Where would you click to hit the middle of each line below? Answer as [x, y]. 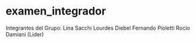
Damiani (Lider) [25, 34]
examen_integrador [56, 11]
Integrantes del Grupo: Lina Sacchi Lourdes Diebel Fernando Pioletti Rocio [98, 28]
